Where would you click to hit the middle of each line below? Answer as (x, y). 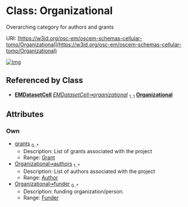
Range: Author (41, 177)
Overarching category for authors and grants (60, 27)
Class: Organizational (59, 11)
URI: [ (13, 38)
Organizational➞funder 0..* (46, 184)
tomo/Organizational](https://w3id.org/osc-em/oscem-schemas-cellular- (94, 44)
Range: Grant (39, 158)
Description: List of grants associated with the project (88, 151)
